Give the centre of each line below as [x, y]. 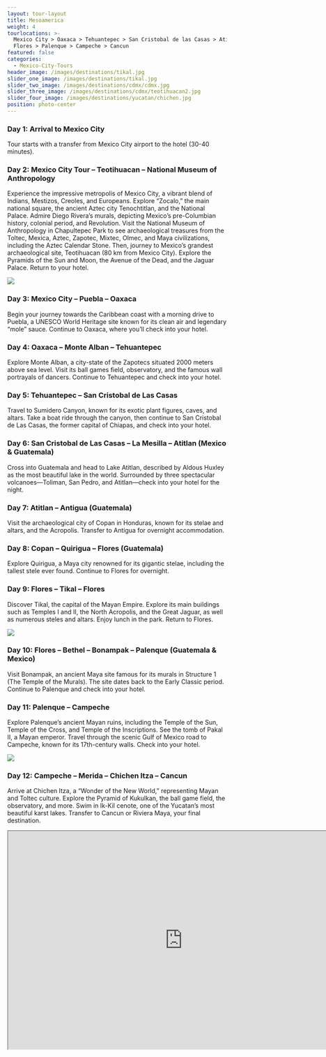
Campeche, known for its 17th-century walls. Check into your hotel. [104, 745]
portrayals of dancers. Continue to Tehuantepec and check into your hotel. [114, 377]
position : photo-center [42, 105]
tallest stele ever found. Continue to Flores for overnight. [88, 571]
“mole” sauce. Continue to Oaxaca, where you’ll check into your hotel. [108, 329]
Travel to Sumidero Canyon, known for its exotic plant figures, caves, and [112, 411]
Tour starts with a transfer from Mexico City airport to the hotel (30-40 [108, 145]
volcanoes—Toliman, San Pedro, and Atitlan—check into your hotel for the [114, 482]
